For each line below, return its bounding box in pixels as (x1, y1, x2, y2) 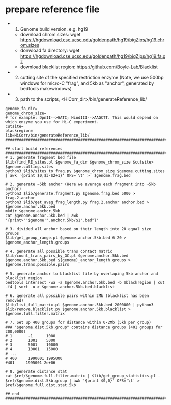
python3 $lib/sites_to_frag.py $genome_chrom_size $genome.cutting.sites (5, 168, 165, 174)
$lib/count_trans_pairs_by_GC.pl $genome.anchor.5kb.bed (5, 253, 129, 258)
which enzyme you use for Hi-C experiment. (5, 119, 99, 124)
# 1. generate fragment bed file (5, 155, 76, 160)
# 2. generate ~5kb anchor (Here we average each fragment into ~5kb (5, 182, 156, 187)
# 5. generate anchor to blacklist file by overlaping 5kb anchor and (5, 271, 158, 276)
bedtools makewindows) (20, 85, 72, 91)
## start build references (5, 146, 63, 151)
